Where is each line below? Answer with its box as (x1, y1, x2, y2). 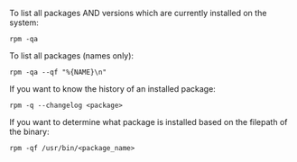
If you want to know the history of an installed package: (9, 84, 217, 94)
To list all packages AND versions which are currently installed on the (9, 8, 267, 18)
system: (9, 17, 39, 28)
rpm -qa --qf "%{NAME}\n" (9, 67, 107, 76)
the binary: (9, 126, 50, 137)
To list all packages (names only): (9, 50, 134, 61)
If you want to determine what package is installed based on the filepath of (9, 117, 288, 127)
